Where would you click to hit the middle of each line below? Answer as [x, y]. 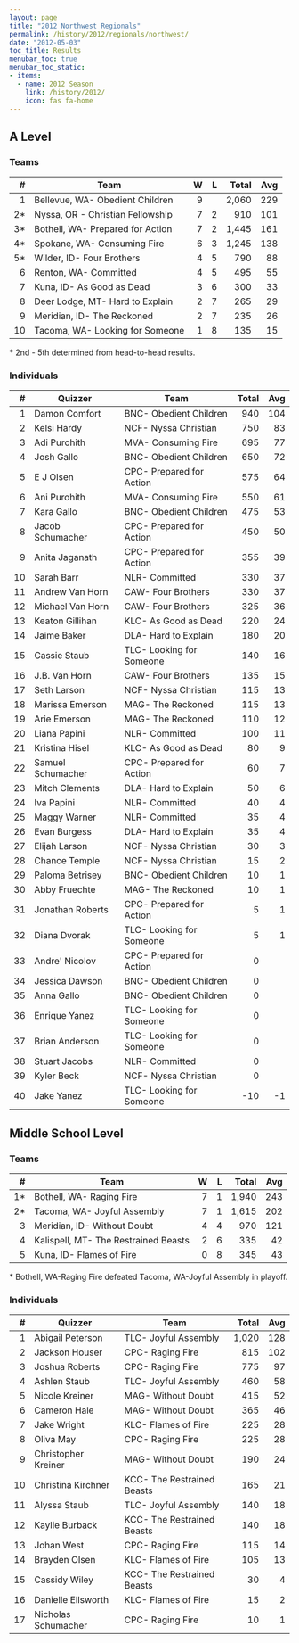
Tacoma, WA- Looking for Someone [109, 331]
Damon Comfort [68, 414]
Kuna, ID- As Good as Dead [92, 287]
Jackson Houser [69, 1352]
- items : [25, 76]
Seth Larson [59, 690]
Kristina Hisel [62, 748]
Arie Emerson [62, 719]
